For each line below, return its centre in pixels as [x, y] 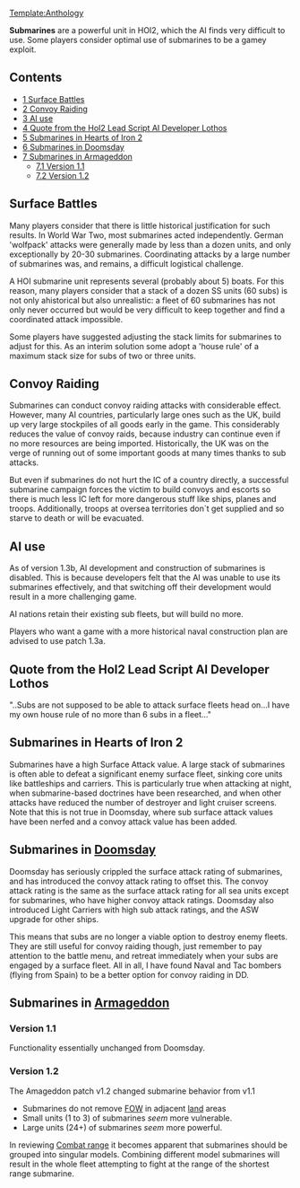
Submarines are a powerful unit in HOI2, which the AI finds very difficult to [147, 30]
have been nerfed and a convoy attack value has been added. [123, 822]
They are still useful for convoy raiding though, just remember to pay [136, 946]
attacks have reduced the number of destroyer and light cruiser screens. [143, 802]
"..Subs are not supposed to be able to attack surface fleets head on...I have [150, 705]
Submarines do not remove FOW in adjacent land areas [124, 1108]
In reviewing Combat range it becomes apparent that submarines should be [149, 1145]
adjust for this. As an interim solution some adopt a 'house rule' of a [134, 346]
